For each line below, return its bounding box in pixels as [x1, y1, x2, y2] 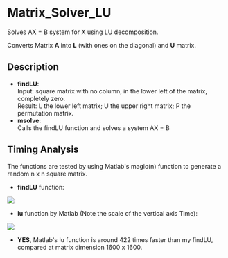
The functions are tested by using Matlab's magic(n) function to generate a [7, 162, 222, 170]
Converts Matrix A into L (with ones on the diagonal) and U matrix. [7, 41, 196, 49]
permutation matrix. [17, 109, 74, 117]
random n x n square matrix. [7, 169, 88, 178]
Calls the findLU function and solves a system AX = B [17, 123, 170, 132]
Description [7, 61, 59, 73]
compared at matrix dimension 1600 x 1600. [17, 243, 143, 251]
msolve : [17, 116, 42, 125]
